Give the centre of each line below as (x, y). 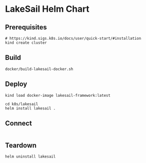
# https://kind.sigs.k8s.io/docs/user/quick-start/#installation (73, 38)
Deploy (16, 84)
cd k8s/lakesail (22, 104)
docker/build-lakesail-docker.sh (39, 69)
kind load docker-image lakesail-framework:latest (58, 95)
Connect (19, 123)
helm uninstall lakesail (30, 157)
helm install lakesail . (30, 108)
